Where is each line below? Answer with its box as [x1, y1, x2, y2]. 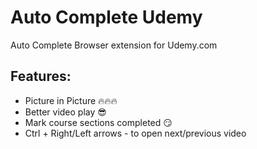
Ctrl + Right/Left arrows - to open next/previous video [24, 127, 247, 139]
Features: [10, 68, 72, 85]
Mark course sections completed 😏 [24, 116, 173, 128]
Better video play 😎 [24, 106, 107, 118]
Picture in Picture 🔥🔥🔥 [24, 94, 118, 106]
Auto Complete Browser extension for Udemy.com [10, 39, 218, 51]
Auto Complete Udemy [10, 6, 203, 29]
